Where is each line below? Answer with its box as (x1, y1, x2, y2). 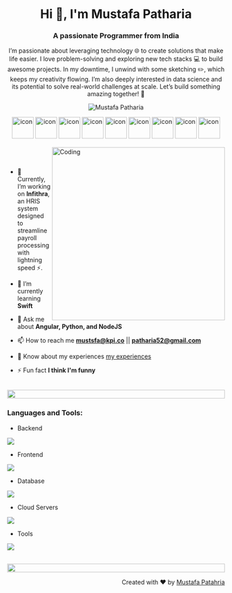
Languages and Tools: (7, 408, 83, 418)
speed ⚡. (17, 264, 43, 272)
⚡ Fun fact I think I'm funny (17, 366, 96, 374)
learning (17, 294, 41, 303)
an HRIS (17, 197, 41, 206)
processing (17, 241, 50, 250)
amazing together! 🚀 (87, 90, 145, 98)
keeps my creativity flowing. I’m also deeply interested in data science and (10, 75, 222, 84)
